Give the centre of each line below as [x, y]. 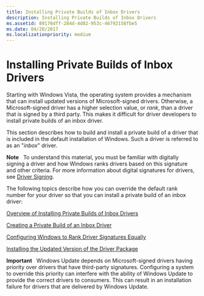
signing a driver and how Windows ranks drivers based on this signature [97, 164]
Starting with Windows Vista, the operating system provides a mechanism [99, 95]
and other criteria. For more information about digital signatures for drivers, [100, 170]
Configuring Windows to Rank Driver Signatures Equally [76, 237]
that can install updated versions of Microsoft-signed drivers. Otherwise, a [100, 101]
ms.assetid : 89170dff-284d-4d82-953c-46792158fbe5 [72, 23]
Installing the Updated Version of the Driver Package [72, 249]
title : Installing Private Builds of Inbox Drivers [73, 12]
